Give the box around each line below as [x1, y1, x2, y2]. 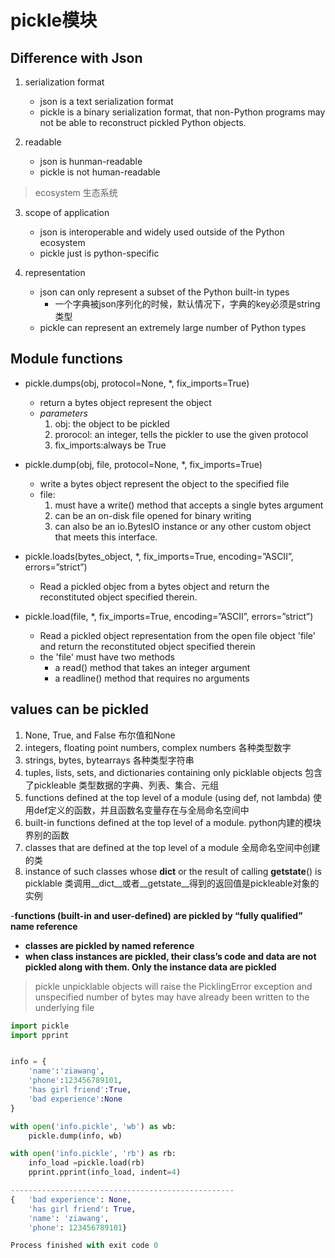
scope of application [24, 207, 110, 218]
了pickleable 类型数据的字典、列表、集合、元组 [24, 779, 220, 791]
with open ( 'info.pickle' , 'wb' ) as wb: [10, 1121, 177, 1131]
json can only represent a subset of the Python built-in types [39, 286, 290, 298]
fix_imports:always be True [54, 439, 167, 451]
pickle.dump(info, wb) [28, 1131, 123, 1141]
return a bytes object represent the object [39, 396, 212, 408]
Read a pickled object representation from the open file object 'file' [39, 629, 317, 641]
